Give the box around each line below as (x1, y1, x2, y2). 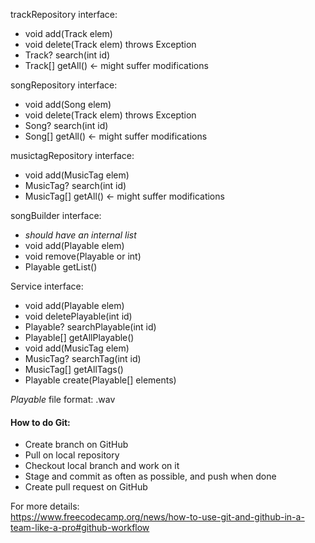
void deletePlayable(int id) (24, 310, 133, 322)
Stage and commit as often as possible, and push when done (24, 470, 277, 483)
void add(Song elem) (24, 99, 112, 110)
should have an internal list (24, 229, 137, 241)
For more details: (10, 500, 80, 513)
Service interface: (10, 280, 84, 292)
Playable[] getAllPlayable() (24, 332, 135, 343)
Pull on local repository (24, 449, 120, 461)
